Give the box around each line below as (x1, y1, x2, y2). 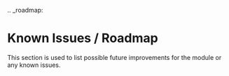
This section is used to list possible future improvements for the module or (7, 53, 222, 61)
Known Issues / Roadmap (7, 31, 159, 46)
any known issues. (7, 61, 61, 69)
